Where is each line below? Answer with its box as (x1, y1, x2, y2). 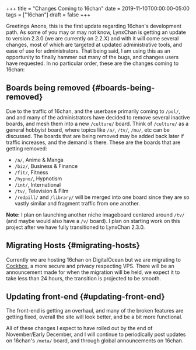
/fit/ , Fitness (14, 169, 48, 176)
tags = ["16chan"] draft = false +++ (6, 11, 91, 18)
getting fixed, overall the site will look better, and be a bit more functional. (6, 313, 183, 321)
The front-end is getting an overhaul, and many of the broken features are (6, 307, 184, 314)
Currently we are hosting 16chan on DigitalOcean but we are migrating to (6, 256, 181, 263)
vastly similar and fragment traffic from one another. (14, 200, 140, 207)
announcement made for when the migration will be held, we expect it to (6, 269, 180, 276)
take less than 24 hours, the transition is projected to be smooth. (6, 274, 162, 282)
